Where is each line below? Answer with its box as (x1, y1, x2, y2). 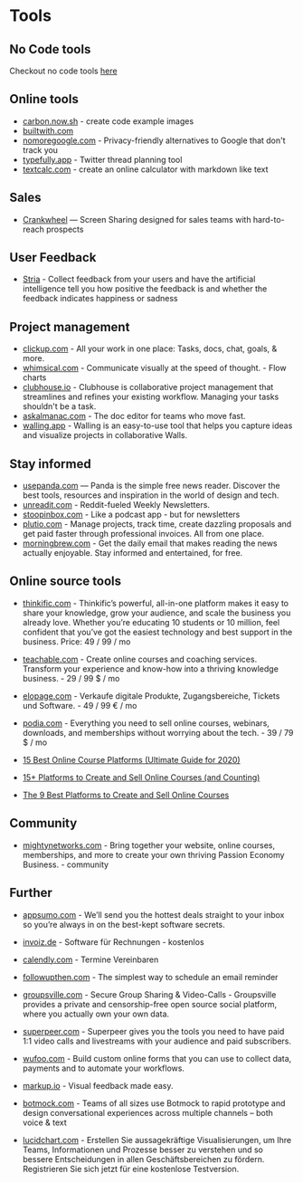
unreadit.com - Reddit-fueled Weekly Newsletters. (22, 500, 211, 510)
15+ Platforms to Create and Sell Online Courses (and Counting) (22, 771, 260, 783)
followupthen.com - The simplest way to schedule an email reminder (22, 971, 279, 982)
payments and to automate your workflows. (22, 1063, 185, 1073)
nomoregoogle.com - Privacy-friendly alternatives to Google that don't (22, 135, 287, 146)
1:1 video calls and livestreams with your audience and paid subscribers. (22, 1035, 292, 1046)
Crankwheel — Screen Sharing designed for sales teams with (22, 214, 251, 224)
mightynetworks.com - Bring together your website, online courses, (22, 839, 276, 851)
